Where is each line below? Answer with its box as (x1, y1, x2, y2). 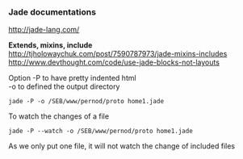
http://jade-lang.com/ (8, 25, 80, 35)
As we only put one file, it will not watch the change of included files (8, 141, 236, 151)
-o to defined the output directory (8, 82, 120, 91)
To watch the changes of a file (8, 111, 110, 121)
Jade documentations (8, 6, 97, 18)
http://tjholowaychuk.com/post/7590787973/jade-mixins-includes (8, 49, 228, 59)
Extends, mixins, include (8, 40, 93, 50)
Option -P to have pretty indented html (8, 73, 136, 83)
